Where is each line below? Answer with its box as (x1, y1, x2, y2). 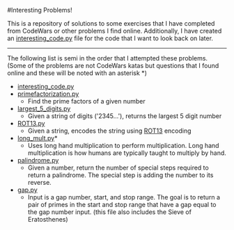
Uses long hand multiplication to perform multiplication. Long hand (27, 142, 219, 149)
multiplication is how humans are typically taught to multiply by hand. (27, 149, 226, 157)
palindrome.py (17, 156, 59, 164)
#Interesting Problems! (7, 6, 73, 14)
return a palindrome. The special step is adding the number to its (27, 171, 214, 179)
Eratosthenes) (27, 215, 68, 223)
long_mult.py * (17, 134, 58, 142)
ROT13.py (17, 120, 45, 127)
